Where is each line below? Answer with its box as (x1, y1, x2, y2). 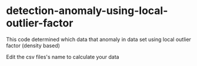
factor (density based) (6, 42, 61, 49)
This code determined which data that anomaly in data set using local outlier (6, 36, 191, 43)
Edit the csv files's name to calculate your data (6, 53, 119, 60)
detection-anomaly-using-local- (6, 4, 168, 18)
